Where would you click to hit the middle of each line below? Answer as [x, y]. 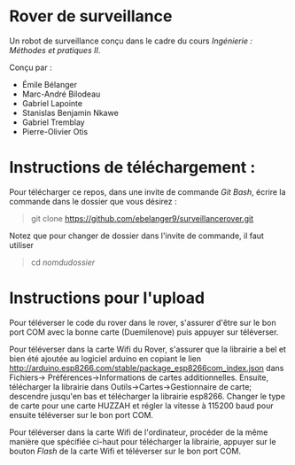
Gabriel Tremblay [54, 122]
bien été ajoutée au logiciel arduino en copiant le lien [105, 358]
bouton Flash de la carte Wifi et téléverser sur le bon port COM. [125, 451]
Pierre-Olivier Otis [55, 131]
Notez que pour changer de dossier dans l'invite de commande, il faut [136, 236]
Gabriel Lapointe [52, 103]
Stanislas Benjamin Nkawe [70, 112]
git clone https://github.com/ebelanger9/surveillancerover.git [142, 218]
